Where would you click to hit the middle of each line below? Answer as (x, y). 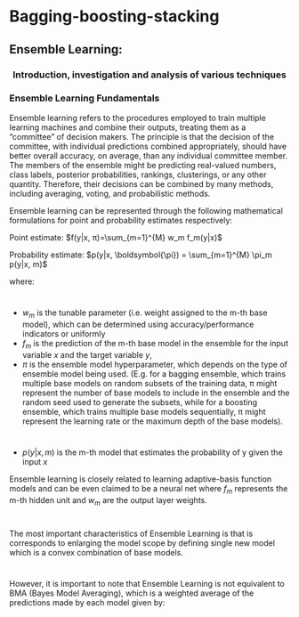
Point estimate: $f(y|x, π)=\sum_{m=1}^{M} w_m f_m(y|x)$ (116, 237)
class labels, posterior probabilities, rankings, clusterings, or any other (138, 175)
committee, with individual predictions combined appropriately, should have (148, 146)
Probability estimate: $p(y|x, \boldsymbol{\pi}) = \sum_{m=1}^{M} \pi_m (141, 255)
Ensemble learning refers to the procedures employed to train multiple (138, 118)
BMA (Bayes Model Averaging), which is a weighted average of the (132, 593)
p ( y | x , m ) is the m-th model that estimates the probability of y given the (152, 452)
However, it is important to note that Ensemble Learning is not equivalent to (147, 583)
